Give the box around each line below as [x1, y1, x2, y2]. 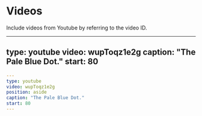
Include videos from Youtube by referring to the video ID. [6, 24, 147, 31]
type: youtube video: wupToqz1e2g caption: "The [6, 47, 196, 58]
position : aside [6, 89, 47, 96]
